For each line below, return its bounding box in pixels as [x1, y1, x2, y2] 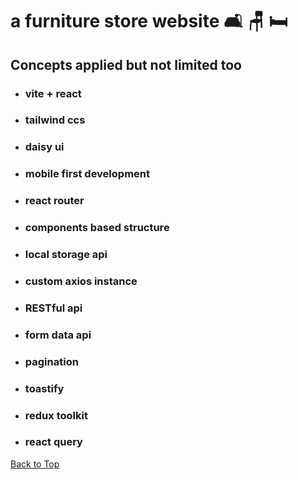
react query [24, 435, 83, 449]
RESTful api [24, 301, 83, 315]
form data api [24, 328, 92, 342]
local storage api [24, 248, 108, 262]
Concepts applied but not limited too [10, 56, 242, 73]
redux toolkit [24, 408, 88, 422]
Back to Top [10, 458, 60, 470]
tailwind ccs [24, 113, 86, 127]
